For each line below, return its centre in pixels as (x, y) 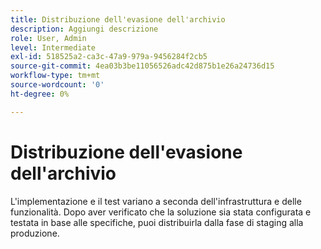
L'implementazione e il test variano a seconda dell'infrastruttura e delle (156, 201)
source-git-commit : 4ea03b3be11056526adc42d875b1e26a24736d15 (142, 66)
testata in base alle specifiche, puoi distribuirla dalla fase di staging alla (157, 222)
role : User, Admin (48, 38)
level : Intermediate (53, 47)
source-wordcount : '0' (57, 85)
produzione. (35, 233)
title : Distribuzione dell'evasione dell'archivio (118, 19)
